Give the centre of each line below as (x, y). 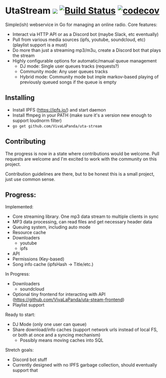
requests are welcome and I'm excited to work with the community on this (81, 159)
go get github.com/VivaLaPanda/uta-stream (57, 126)
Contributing (25, 142)
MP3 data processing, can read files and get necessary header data (82, 222)
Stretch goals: (19, 350)
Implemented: (19, 207)
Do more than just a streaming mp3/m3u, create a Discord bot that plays (86, 50)
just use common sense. (30, 179)
